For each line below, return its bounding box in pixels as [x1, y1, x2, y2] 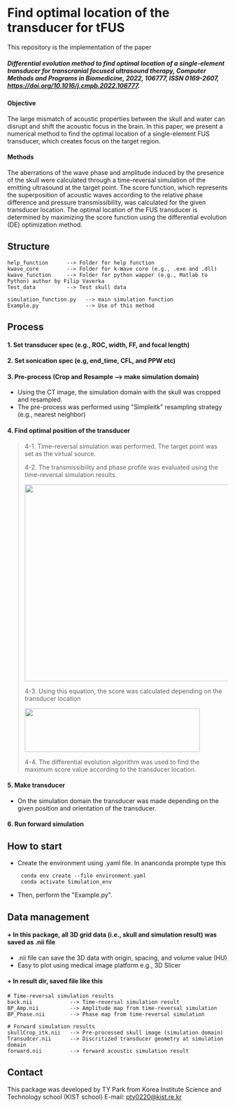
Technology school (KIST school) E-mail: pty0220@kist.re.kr [7, 1093, 182, 1101]
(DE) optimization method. [7, 220, 83, 229]
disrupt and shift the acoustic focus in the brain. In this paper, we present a [7, 122, 223, 130]
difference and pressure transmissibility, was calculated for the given [7, 198, 206, 206]
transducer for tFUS [7, 20, 125, 36]
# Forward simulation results [7, 1023, 96, 1030]
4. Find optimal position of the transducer [7, 426, 131, 434]
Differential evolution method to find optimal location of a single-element [7, 59, 225, 67]
